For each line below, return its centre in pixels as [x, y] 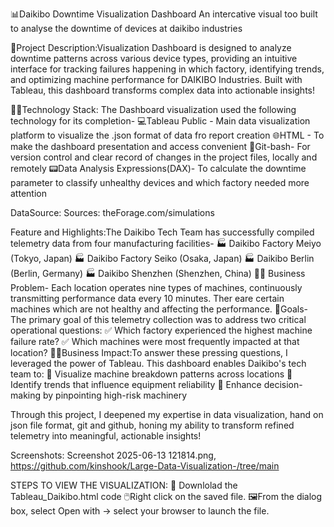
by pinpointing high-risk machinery [115, 395]
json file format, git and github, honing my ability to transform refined [152, 425]
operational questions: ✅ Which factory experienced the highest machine [161, 330]
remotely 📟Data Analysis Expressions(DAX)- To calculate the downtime [158, 168]
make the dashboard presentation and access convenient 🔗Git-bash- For [160, 146]
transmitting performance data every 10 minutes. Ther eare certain [147, 298]
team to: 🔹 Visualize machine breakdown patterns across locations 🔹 [151, 374]
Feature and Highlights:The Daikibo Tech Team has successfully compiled [162, 232]
